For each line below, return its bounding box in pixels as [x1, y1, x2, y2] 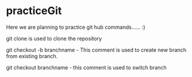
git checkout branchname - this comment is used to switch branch [6, 63, 167, 71]
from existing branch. [6, 52, 58, 59]
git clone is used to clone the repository [6, 35, 102, 42]
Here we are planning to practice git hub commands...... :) [6, 24, 146, 31]
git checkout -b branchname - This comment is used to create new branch [6, 46, 187, 53]
